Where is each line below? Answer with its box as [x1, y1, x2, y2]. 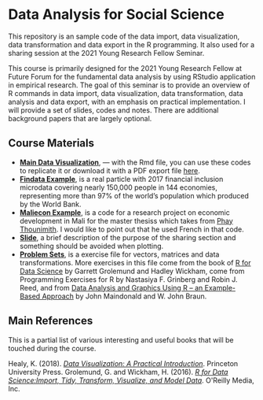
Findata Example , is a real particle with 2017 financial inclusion [19, 174, 224, 183]
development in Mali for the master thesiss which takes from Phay [19, 216, 233, 225]
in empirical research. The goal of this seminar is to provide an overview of [8, 80, 250, 90]
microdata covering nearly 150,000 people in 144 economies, [19, 183, 217, 192]
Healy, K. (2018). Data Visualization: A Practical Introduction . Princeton [8, 358, 239, 368]
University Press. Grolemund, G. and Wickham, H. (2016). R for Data [8, 367, 228, 376]
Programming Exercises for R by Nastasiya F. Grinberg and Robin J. [19, 274, 238, 284]
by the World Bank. [19, 199, 82, 209]
